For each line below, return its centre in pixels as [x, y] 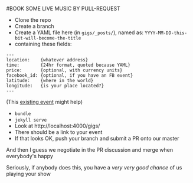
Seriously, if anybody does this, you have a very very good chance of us [94, 167]
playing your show [29, 174]
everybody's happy [30, 156]
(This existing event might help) [45, 102]
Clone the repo [33, 20]
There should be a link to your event [58, 132]
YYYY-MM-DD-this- [166, 33]
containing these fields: [43, 44]
